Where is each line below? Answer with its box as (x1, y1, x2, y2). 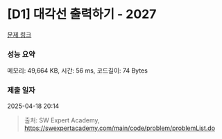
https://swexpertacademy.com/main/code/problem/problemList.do (24, 124, 216, 132)
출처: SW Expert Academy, (24, 115, 100, 124)
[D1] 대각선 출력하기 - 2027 (7, 6, 157, 22)
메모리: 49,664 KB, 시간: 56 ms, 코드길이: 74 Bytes (7, 66, 148, 75)
